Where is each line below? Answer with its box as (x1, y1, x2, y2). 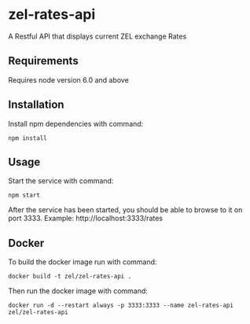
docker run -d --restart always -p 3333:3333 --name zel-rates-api (8, 301, 234, 310)
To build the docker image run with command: (8, 257, 157, 267)
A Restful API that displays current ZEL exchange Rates (8, 31, 187, 41)
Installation (8, 98, 64, 112)
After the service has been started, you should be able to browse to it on (8, 205, 243, 215)
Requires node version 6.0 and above (8, 75, 130, 84)
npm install (8, 134, 47, 142)
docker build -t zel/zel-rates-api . (8, 273, 132, 281)
